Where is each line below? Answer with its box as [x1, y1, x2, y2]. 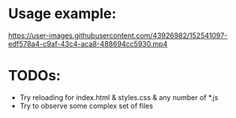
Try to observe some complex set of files [19, 101, 154, 110]
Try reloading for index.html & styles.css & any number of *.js [19, 92, 219, 102]
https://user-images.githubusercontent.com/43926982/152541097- [8, 31, 228, 40]
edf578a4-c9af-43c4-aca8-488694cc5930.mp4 [8, 39, 168, 48]
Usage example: [8, 5, 117, 23]
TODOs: [8, 67, 62, 85]
